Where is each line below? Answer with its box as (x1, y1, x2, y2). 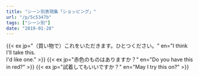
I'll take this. (6, 49, 36, 56)
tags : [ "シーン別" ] (6, 20, 50, 26)
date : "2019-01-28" (6, 25, 55, 31)
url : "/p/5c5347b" (6, 14, 52, 20)
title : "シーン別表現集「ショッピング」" (6, 8, 97, 15)
